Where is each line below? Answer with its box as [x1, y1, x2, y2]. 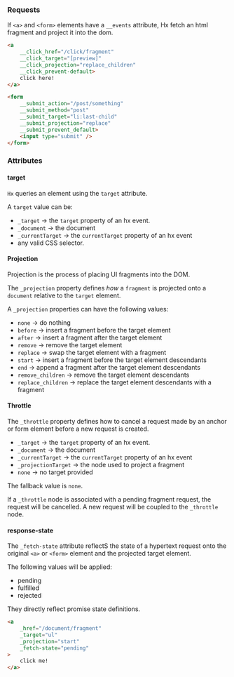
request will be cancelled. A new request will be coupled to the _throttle [7, 502, 219, 511]
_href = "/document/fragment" [20, 625, 102, 632]
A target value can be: [7, 202, 73, 211]
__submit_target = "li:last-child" [20, 114, 118, 121]
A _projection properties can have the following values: [7, 304, 169, 313]
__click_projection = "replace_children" [20, 61, 137, 68]
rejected [17, 591, 42, 600]
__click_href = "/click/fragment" [20, 48, 114, 55]
